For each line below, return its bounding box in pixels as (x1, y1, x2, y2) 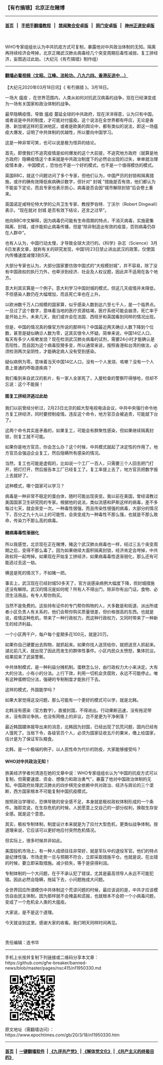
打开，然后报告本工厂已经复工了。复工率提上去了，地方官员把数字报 (21, 466, 158, 472)
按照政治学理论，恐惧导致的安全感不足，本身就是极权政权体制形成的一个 (5, 799, 149, 805)
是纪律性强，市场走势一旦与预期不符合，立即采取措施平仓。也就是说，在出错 (5, 854, 158, 860)
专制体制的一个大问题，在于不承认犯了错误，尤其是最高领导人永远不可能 (5, 870, 149, 877)
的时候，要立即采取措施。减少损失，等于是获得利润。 (5, 860, 112, 866)
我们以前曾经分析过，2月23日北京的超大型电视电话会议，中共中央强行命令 (5, 405, 153, 411)
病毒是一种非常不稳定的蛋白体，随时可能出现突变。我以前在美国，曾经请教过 (5, 493, 158, 499)
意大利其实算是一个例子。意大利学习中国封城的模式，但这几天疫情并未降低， (5, 285, 158, 291)
